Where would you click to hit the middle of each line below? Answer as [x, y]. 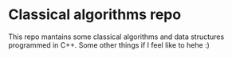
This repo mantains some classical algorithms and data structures [116, 37]
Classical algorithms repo [95, 15]
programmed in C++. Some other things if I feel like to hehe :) [109, 44]
